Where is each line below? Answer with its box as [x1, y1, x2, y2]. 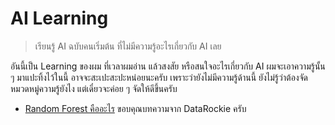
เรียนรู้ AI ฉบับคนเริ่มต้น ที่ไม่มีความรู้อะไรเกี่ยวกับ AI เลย [34, 40, 222, 52]
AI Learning [10, 7, 109, 30]
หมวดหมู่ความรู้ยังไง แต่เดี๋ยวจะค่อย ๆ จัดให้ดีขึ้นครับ [10, 82, 178, 94]
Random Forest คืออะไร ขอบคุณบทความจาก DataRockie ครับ [24, 102, 247, 114]
